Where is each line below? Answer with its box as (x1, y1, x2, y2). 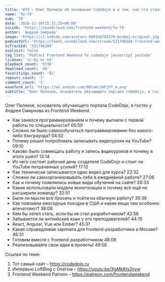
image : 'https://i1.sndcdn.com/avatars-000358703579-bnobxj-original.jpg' (5, 35, 162, 40)
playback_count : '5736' (5, 62, 54, 67)
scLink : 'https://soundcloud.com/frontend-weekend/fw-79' (5, 25, 126, 30)
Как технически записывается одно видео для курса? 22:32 (12, 169, 139, 175)
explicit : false (5, 48, 38, 53)
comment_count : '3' (5, 80, 45, 85)
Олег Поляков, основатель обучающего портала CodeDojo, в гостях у (5, 102, 152, 108)
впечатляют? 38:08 (12, 206, 53, 211)
